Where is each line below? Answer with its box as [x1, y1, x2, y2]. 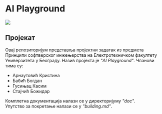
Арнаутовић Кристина [12, 72, 60, 78]
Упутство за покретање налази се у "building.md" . [5, 103, 112, 109]
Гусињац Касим [12, 83, 46, 89]
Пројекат [5, 33, 35, 42]
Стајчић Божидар [12, 88, 50, 94]
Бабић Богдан [12, 78, 42, 84]
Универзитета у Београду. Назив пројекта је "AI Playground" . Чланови [5, 57, 155, 63]
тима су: [5, 63, 23, 69]
